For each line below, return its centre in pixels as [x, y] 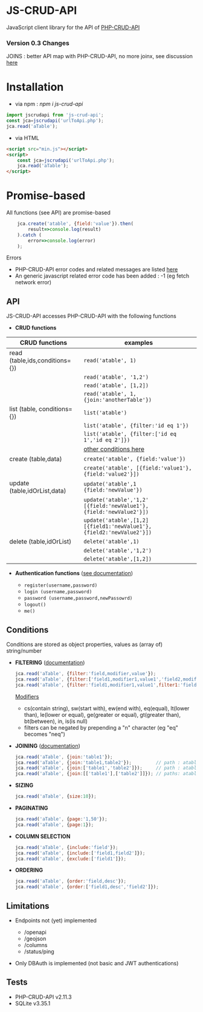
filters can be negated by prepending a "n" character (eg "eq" [101, 727]
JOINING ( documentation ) [47, 745]
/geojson [35, 939]
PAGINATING [31, 808]
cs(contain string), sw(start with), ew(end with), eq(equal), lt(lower [107, 708]
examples [138, 343]
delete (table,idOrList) [40, 542]
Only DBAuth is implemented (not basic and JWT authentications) [97, 964]
